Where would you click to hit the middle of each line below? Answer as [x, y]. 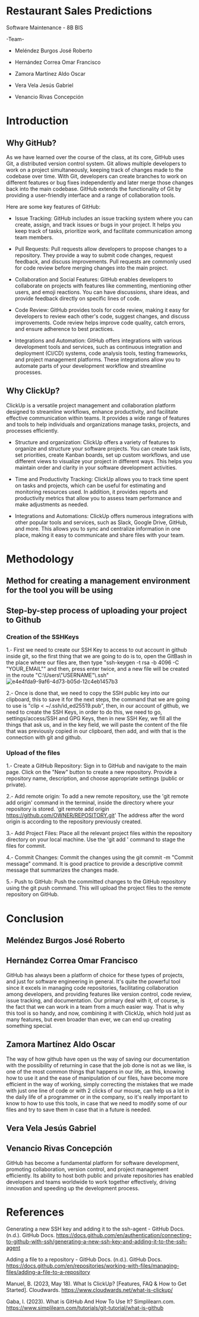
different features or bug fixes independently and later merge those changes [100, 182]
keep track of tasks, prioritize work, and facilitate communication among [103, 231]
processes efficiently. [32, 430]
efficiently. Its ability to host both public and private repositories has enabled [100, 1175]
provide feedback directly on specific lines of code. [78, 298]
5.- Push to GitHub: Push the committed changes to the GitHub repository [96, 882]
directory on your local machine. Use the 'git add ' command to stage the [96, 839]
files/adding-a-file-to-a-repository [48, 1272]
